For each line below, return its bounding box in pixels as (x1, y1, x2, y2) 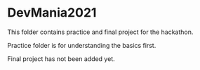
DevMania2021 (7, 5, 97, 21)
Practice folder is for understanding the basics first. (7, 41, 156, 49)
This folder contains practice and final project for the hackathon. (7, 28, 194, 36)
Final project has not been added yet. (7, 54, 115, 63)
